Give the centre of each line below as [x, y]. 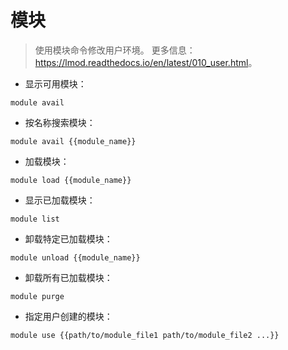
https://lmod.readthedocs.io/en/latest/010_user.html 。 [146, 62]
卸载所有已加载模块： [68, 277]
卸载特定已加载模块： [68, 238]
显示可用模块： [55, 83]
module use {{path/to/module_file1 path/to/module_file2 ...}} [145, 335]
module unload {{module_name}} [75, 257]
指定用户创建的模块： [68, 316]
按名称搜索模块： [60, 122]
